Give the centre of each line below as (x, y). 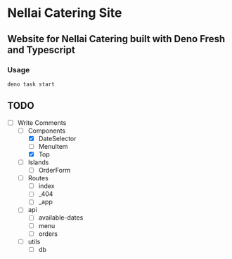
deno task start (31, 84)
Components (46, 131)
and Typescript (41, 49)
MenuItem (53, 146)
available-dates (61, 218)
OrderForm (54, 171)
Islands (38, 162)
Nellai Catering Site (65, 13)
